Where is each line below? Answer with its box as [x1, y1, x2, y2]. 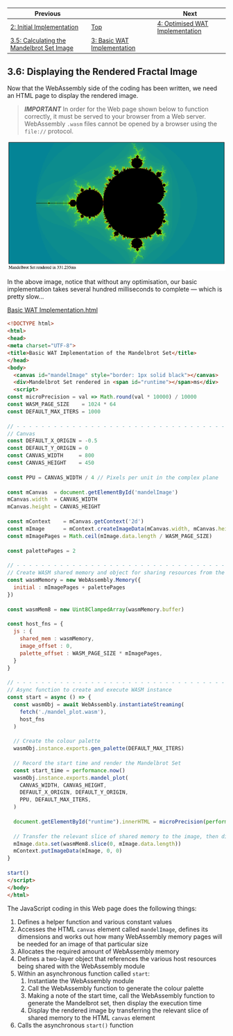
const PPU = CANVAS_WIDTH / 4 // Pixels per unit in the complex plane [7, 474, 218, 481]
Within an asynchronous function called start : [17, 969, 150, 978]
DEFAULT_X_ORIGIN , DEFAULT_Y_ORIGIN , [19, 789, 129, 796]
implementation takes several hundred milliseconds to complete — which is [7, 285, 223, 294]
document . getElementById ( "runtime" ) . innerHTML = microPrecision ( [13, 818, 207, 825]
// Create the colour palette [13, 737, 101, 745]
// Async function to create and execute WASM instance [7, 687, 172, 694]
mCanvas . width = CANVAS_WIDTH [7, 496, 98, 503]
